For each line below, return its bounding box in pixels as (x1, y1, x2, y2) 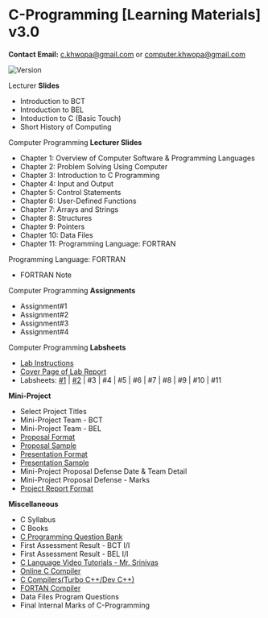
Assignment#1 (19, 301, 68, 311)
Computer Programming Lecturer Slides (8, 137, 142, 147)
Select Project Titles (19, 406, 87, 416)
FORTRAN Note (19, 270, 72, 280)
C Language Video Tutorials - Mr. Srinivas (19, 558, 159, 567)
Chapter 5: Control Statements (19, 187, 122, 197)
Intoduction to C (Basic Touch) (19, 113, 122, 122)
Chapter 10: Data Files (19, 230, 94, 239)
